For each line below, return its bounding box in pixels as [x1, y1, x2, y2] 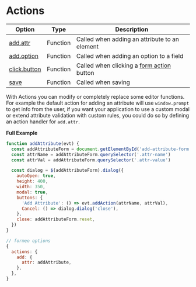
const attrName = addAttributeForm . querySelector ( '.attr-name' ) [11, 151, 171, 157]
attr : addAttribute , [21, 260, 72, 265]
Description [115, 25, 149, 33]
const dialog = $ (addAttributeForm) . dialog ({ [11, 168, 124, 174]
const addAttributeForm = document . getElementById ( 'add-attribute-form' [11, 146, 192, 152]
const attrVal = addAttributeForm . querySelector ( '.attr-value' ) [11, 157, 171, 163]
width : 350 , [16, 184, 45, 190]
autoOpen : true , [16, 173, 57, 179]
